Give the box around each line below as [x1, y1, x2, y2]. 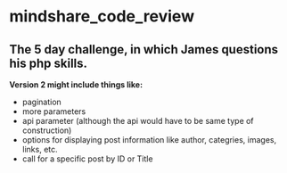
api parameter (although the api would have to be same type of [21, 116, 254, 126]
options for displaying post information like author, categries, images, [21, 135, 277, 144]
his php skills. [9, 55, 87, 70]
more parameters [21, 106, 86, 117]
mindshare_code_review [9, 6, 194, 27]
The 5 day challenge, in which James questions [9, 42, 279, 57]
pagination [21, 96, 62, 107]
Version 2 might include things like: [9, 79, 143, 90]
